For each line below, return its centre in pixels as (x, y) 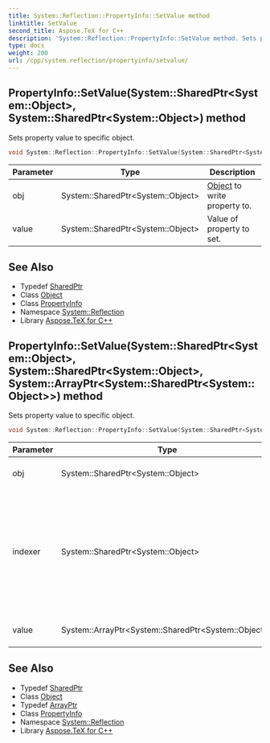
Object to (225, 186)
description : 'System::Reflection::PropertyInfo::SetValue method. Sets (133, 38)
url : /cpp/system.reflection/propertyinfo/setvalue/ (98, 61)
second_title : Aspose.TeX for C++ (66, 31)
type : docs (27, 46)
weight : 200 (28, 53)
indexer (27, 552)
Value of (223, 218)
